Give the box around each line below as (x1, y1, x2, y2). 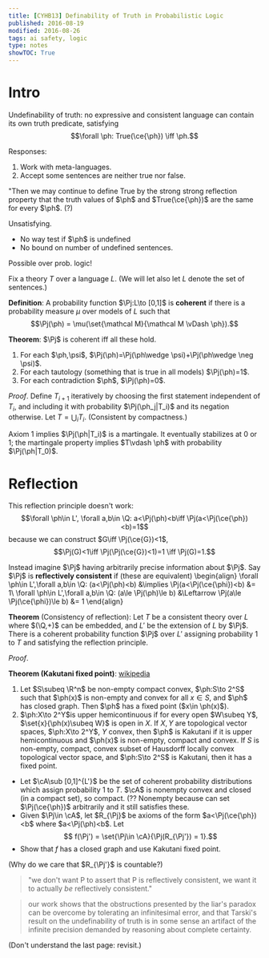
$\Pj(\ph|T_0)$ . (8, 447, 58, 456)
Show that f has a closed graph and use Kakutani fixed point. (19, 844, 222, 854)
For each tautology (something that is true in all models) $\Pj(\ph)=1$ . (19, 366, 250, 377)
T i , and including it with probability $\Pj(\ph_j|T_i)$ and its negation (8, 402, 230, 413)
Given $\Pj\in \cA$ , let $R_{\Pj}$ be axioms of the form (19, 810, 201, 820)
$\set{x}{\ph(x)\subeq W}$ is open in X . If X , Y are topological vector (19, 718, 248, 728)
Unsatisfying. (8, 218, 52, 228)
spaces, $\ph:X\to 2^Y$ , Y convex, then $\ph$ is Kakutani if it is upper (19, 727, 252, 737)
